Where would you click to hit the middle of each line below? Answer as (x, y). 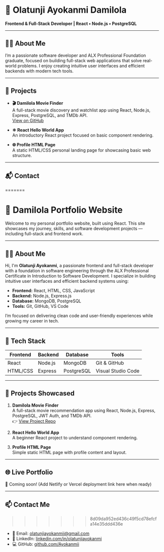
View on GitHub (28, 120)
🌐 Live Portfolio (29, 472)
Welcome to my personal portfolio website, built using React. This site (75, 223)
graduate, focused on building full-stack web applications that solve (73, 60)
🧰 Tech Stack (25, 341)
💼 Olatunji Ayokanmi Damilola (66, 10)
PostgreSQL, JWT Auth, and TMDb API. (52, 415)
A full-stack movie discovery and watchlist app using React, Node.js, (81, 110)
